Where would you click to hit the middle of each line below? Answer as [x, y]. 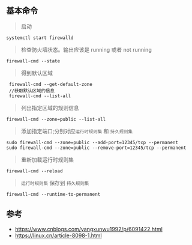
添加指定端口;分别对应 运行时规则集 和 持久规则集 [77, 131]
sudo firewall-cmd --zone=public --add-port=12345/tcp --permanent [92, 142]
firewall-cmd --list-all [40, 96]
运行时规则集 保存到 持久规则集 [55, 183]
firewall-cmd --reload [34, 171]
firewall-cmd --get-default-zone [51, 84]
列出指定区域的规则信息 [50, 107]
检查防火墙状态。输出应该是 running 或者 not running [86, 49]
